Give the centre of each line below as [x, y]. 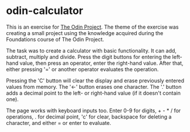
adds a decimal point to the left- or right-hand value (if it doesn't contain [93, 93]
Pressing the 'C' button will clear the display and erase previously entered [95, 81]
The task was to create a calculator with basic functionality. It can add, [91, 50]
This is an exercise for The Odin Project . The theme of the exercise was [92, 27]
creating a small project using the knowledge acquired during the [85, 33]
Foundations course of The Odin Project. [55, 39]
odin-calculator [45, 11]
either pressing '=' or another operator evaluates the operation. [82, 69]
